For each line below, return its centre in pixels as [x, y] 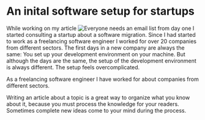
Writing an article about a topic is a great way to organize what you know [98, 97]
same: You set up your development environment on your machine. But [96, 54]
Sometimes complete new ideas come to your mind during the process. [96, 110]
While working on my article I [100, 28]
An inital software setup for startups [100, 11]
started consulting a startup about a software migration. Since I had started [101, 34]
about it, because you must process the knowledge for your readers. [93, 104]
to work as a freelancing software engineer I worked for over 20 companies [102, 41]
